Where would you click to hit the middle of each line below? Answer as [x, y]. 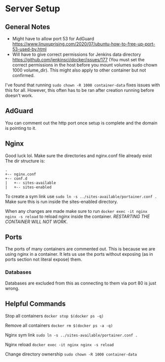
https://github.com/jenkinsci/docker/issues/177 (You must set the [78, 60]
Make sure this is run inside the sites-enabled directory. [62, 201]
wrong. [12, 288]
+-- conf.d [16, 178]
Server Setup [33, 9]
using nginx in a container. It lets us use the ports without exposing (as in [79, 254]
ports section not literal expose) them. [44, 259]
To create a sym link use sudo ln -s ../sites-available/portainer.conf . [81, 196]
